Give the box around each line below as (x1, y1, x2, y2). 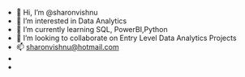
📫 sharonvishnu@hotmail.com (15, 43, 119, 51)
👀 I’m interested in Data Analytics (15, 16, 127, 26)
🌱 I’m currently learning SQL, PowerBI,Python (15, 25, 168, 34)
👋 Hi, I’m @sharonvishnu (15, 8, 99, 17)
